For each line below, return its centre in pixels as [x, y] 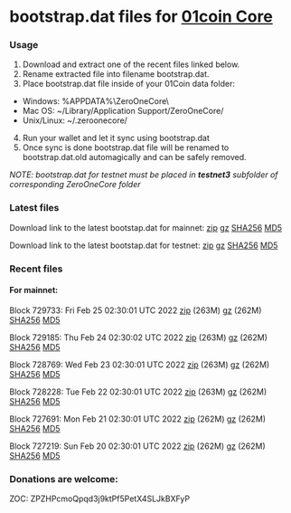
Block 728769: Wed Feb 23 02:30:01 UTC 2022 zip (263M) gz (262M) [140, 365]
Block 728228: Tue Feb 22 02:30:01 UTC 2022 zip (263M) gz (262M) [138, 392]
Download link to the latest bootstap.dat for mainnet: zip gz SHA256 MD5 [146, 227]
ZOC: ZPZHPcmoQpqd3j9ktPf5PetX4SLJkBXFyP [100, 499]
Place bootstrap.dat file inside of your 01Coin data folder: [128, 84]
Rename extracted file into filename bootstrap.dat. [116, 74]
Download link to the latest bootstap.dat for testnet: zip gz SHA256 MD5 [144, 245]
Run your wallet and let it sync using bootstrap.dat [116, 138]
